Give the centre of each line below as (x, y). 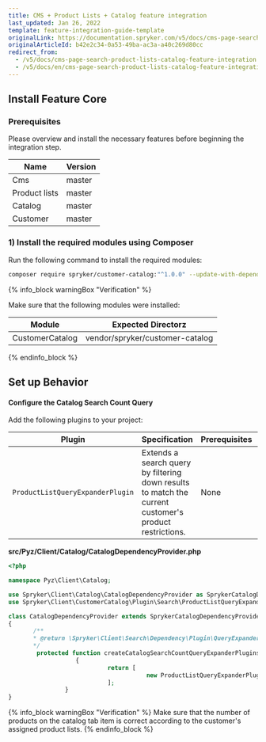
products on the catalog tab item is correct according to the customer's (125, 721)
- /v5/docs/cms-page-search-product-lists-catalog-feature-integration (136, 60)
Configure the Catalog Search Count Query (81, 402)
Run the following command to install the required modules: (105, 260)
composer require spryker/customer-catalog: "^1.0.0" (97, 274)
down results (165, 482)
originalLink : (32, 38)
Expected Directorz (149, 324)
